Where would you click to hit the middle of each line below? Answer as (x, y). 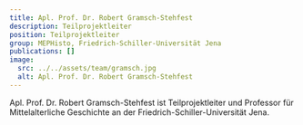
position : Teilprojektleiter (65, 34)
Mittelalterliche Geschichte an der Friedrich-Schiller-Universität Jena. (140, 112)
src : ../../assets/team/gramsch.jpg (87, 69)
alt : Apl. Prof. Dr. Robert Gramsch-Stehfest (106, 77)
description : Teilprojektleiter (71, 26)
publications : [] (42, 52)
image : (22, 60)
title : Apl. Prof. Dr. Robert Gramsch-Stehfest (101, 18)
